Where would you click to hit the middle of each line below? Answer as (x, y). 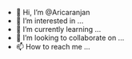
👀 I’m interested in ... (50, 21)
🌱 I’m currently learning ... (58, 29)
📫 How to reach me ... (53, 47)
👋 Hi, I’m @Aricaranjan (53, 12)
